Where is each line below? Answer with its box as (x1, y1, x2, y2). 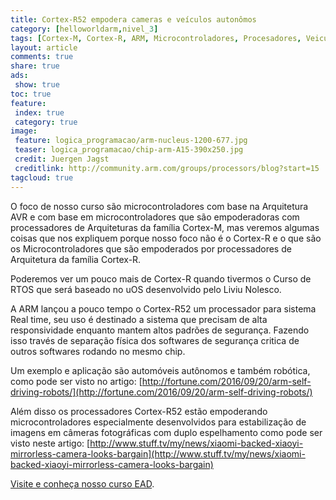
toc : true (10, 89, 52, 99)
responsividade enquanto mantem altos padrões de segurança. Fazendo (10, 324, 310, 336)
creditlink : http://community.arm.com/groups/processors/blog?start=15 (14, 163, 320, 173)
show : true (14, 80, 60, 90)
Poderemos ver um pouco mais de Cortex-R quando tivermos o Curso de (10, 272, 312, 285)
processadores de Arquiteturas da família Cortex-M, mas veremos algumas (10, 221, 320, 233)
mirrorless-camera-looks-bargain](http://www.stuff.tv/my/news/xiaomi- (10, 447, 306, 460)
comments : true (10, 52, 74, 62)
